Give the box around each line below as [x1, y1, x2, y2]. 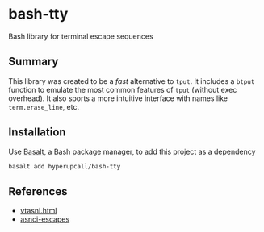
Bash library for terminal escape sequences [8, 31, 153, 41]
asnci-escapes [19, 214, 70, 224]
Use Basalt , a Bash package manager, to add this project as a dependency [8, 147, 256, 156]
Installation [8, 126, 66, 139]
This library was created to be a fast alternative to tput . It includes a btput [8, 76, 255, 85]
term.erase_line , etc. [8, 101, 79, 111]
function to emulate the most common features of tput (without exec [8, 85, 237, 94]
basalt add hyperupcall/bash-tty [8, 162, 121, 170]
